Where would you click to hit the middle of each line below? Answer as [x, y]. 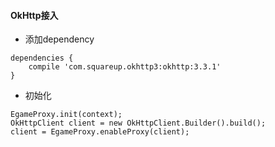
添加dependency [59, 39]
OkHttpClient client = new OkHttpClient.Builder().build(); [138, 123]
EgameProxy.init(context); [66, 115]
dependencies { [42, 58]
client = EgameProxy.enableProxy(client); [100, 132]
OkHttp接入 [34, 15]
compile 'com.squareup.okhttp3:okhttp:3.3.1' [125, 67]
